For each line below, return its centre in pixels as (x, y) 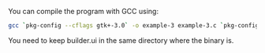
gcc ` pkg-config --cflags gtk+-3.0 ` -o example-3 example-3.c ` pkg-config (134, 26)
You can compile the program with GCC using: (84, 11)
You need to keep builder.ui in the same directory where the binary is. (121, 40)
